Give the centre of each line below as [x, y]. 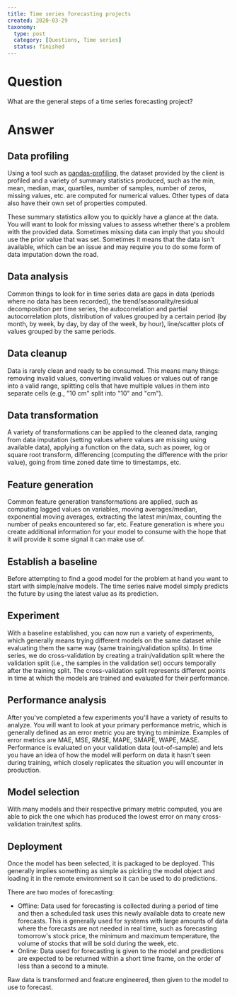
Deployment [35, 846]
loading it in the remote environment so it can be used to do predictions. [112, 879]
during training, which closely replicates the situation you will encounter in [116, 762]
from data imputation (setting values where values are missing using [107, 440]
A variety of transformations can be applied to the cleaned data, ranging [112, 432]
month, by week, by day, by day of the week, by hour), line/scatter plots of [116, 323]
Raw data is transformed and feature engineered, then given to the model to [118, 980]
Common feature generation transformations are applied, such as [103, 502]
